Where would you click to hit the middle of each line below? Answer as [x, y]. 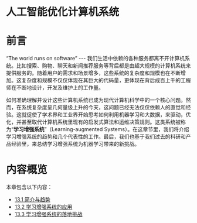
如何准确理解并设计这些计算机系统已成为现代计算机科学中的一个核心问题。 [96, 100]
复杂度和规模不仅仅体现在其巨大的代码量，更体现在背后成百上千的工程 [106, 80]
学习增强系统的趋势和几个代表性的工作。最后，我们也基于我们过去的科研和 [96, 137]
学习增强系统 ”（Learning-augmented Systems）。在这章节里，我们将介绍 [101, 129]
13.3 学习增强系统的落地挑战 [49, 214]
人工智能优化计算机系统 [63, 12]
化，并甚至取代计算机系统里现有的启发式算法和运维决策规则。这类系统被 [93, 122]
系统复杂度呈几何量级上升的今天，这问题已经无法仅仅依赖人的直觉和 [103, 107]
